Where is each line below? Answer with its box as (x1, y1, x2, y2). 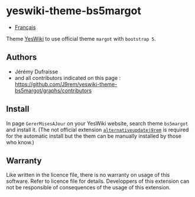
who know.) (6, 138, 34, 146)
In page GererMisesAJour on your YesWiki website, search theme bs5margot (6, 120, 188, 127)
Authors (6, 52, 37, 63)
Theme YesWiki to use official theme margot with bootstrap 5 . (6, 35, 157, 42)
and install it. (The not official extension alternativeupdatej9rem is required (6, 126, 189, 133)
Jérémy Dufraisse (14, 68, 58, 75)
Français (14, 24, 36, 31)
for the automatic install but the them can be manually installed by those (6, 132, 182, 140)
